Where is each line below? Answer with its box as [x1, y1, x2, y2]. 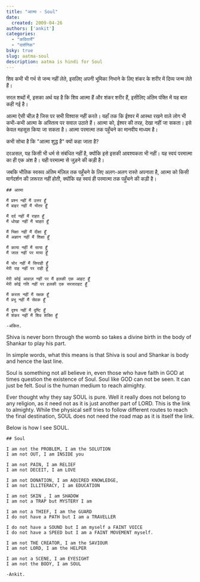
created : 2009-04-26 [11, 20, 63, 26]
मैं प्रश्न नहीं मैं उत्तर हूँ [6, 198, 47, 204]
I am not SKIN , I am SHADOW [6, 493, 79, 499]
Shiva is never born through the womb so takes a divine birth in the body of [6, 333, 192, 340]
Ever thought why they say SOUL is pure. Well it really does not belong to [6, 393, 186, 401]
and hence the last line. [6, 358, 64, 365]
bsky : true [6, 48, 33, 54]
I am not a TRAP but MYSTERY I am [6, 498, 93, 504]
